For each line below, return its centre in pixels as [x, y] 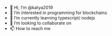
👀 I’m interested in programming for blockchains [58, 13]
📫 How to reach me [30, 28]
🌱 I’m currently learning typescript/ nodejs [52, 18]
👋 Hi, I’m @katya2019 [31, 8]
